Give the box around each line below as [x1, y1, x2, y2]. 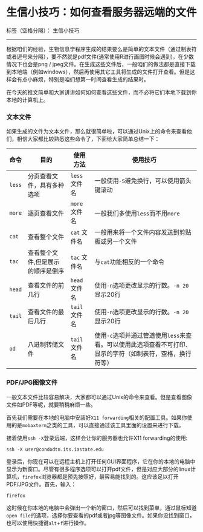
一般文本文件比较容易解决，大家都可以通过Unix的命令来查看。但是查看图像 [6, 393, 192, 400]
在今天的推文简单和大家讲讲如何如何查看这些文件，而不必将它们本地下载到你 [6, 89, 197, 96]
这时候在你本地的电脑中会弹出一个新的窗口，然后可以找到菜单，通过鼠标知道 [6, 504, 197, 511]
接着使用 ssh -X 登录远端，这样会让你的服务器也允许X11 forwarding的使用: [6, 434, 188, 442]
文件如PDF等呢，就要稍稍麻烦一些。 [6, 401, 97, 408]
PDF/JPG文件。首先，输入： [6, 480, 77, 488]
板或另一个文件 [94, 237, 137, 246]
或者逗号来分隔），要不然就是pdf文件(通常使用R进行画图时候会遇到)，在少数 [6, 53, 195, 60]
